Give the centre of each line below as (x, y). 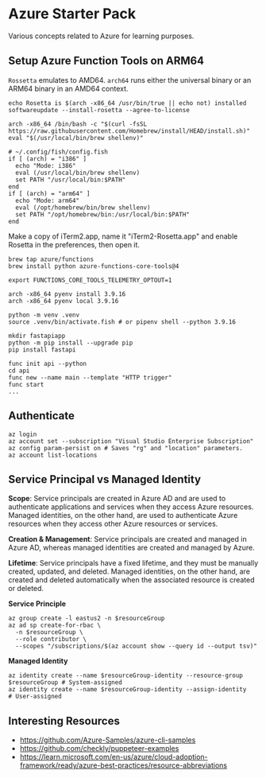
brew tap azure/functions (51, 259)
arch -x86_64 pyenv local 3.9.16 (64, 301)
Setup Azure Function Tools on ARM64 (106, 61)
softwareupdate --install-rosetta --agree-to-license (99, 110)
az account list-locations (53, 455)
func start (26, 384)
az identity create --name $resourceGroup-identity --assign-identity (127, 690)
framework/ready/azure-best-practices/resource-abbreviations (123, 765)
